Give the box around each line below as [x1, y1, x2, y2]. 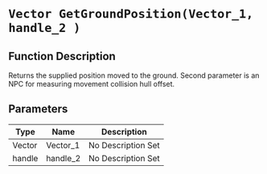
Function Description [8, 49, 117, 63]
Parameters [8, 103, 68, 116]
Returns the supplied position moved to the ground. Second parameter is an [8, 71, 260, 80]
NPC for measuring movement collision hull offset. [8, 79, 175, 88]
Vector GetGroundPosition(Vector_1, [8, 6, 254, 22]
